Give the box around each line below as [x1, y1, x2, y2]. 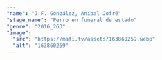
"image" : [6, 29, 32, 37]
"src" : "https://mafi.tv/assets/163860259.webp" [12, 36, 156, 43]
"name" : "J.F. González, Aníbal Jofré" [6, 10, 122, 17]
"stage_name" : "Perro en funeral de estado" [6, 17, 137, 23]
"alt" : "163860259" [12, 42, 69, 49]
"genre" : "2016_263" [6, 23, 66, 30]
